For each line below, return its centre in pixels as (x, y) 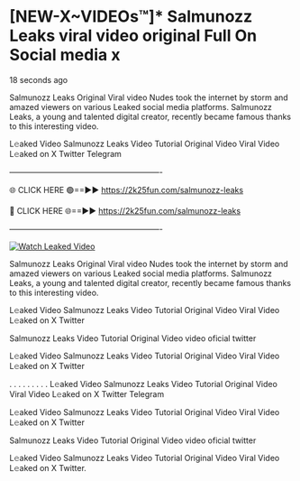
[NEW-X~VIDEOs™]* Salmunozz (131, 17)
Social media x (65, 55)
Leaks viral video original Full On (133, 36)
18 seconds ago (39, 79)
